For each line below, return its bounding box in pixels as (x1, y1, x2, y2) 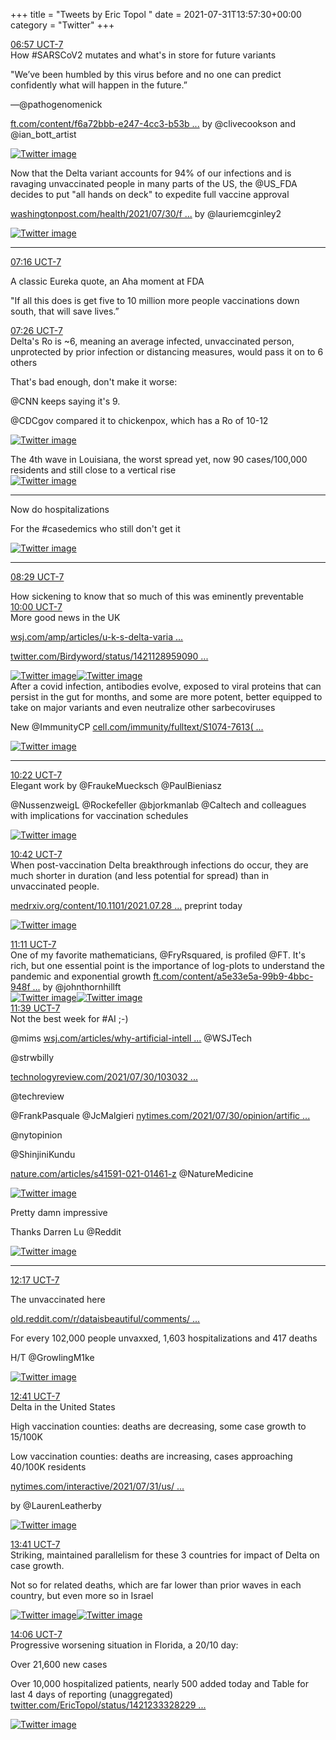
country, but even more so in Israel (10, 1590, 154, 1601)
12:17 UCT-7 (10, 1274, 60, 1286)
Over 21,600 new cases (10, 1659, 108, 1670)
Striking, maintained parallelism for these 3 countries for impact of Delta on (10, 1549, 320, 1561)
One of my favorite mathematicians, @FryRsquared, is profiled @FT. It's (10, 949, 306, 961)
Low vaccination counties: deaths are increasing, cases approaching (10, 1450, 293, 1462)
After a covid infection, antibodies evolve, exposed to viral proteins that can (10, 680, 322, 692)
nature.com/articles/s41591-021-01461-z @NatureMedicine (10, 1168, 254, 1179)
